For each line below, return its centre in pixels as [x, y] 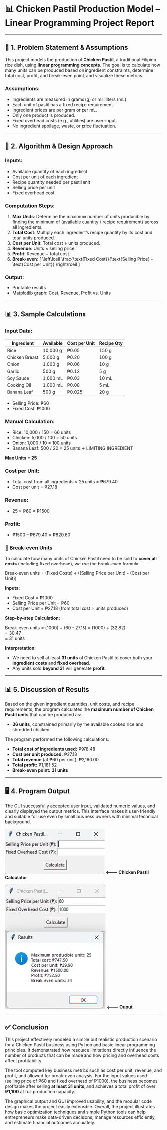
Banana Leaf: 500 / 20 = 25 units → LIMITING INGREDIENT [73, 448]
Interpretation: [21, 648]
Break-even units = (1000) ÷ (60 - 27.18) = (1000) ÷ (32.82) [65, 628]
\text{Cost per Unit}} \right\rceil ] [46, 264]
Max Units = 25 [21, 458]
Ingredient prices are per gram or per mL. [55, 110]
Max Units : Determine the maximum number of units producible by [81, 217]
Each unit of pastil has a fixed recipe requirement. [63, 105]
